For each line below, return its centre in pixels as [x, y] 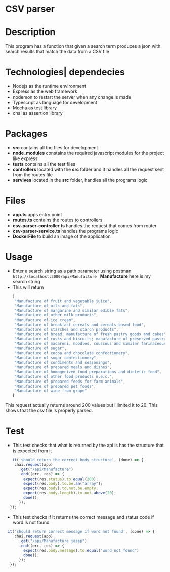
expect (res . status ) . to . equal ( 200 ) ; [61, 479]
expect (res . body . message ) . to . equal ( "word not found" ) [81, 551]
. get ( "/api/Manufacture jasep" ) [53, 541]
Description [30, 32]
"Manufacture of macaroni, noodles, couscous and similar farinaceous [90, 343]
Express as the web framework [45, 91]
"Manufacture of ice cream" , [45, 320]
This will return [28, 287]
